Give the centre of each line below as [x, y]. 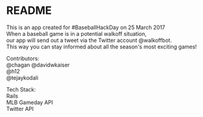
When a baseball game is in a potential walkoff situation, [76, 33]
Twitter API [20, 109]
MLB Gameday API [30, 102]
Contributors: [23, 58]
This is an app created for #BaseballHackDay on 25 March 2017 [86, 27]
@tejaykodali [22, 78]
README [29, 11]
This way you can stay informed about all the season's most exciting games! [101, 47]
